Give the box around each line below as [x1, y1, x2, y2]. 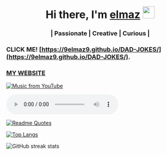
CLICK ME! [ [6, 45, 42, 54]
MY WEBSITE [6, 69, 46, 77]
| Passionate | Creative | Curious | [50, 29, 150, 38]
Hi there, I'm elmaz [45, 8, 141, 22]
